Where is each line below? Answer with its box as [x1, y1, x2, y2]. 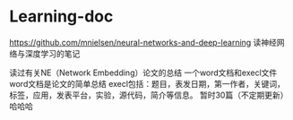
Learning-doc [9, 6, 114, 27]
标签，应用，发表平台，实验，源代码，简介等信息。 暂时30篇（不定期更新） [9, 90, 289, 100]
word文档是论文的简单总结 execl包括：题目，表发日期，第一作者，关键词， [9, 78, 285, 89]
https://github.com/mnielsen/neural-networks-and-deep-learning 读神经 [9, 37, 278, 47]
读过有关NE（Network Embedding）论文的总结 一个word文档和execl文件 [9, 67, 278, 78]
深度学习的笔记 [24, 47, 81, 59]
